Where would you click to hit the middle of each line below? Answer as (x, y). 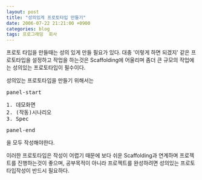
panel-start (24, 92)
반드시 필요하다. (51, 171)
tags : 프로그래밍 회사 (32, 35)
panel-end (21, 130)
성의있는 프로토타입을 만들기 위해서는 (50, 81)
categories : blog (28, 29)
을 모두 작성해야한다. (31, 142)
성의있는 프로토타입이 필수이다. (49, 68)
